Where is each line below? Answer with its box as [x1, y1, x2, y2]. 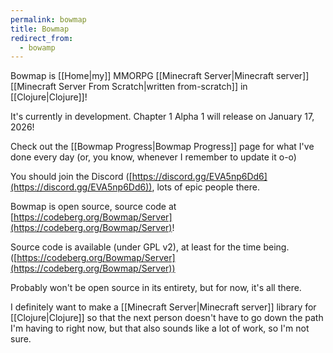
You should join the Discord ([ [10, 171, 133, 183]
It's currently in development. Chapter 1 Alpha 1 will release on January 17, [10, 111, 315, 123]
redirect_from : [10, 33, 74, 43]
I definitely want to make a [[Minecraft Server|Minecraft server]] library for [10, 301, 317, 313]
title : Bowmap [10, 24, 70, 34]
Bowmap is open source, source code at [10, 201, 177, 213]
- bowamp [19, 42, 56, 53]
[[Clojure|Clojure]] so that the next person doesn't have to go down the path [10, 312, 324, 324]
